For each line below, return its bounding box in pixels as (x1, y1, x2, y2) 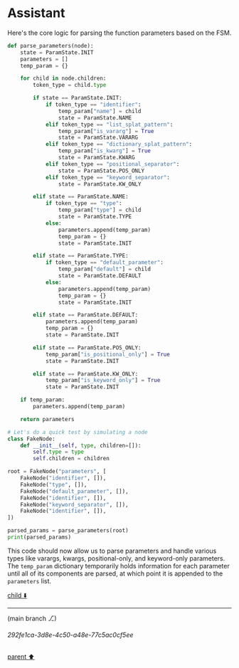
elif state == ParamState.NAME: (33, 193, 129, 201)
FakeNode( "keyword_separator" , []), (20, 501, 129, 508)
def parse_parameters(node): (7, 42, 94, 49)
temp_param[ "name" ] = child (58, 107, 142, 115)
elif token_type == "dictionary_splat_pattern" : (45, 141, 193, 148)
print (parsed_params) (7, 534, 72, 541)
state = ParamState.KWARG (58, 154, 135, 161)
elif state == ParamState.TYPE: (33, 253, 129, 260)
